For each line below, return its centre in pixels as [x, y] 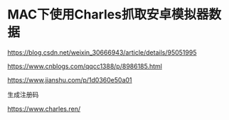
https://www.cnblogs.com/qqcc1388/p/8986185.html [85, 66]
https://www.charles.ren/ [44, 109]
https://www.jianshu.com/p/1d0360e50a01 [70, 80]
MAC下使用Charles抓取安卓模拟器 [108, 15]
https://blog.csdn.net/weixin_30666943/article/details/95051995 [102, 52]
